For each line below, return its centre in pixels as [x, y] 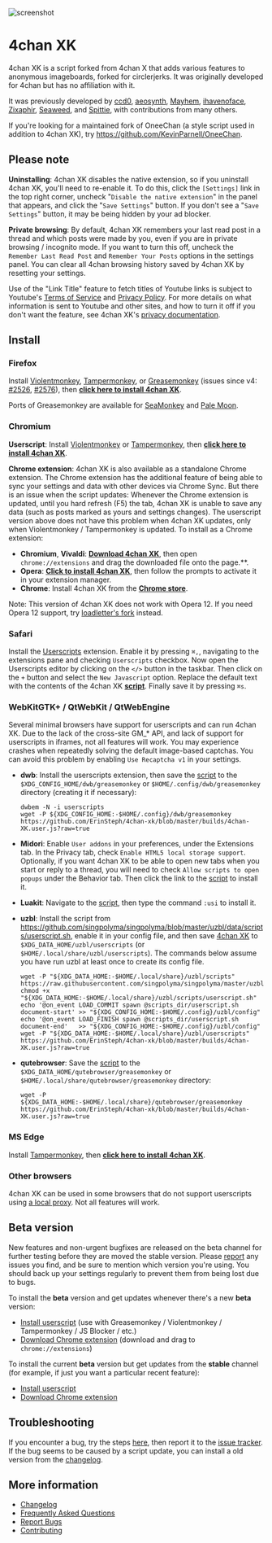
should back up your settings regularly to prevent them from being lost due [134, 1273]
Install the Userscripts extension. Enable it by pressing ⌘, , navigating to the [134, 652]
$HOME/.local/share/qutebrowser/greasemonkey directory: [115, 1080]
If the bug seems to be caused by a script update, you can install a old [126, 1451]
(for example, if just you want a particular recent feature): [104, 1372]
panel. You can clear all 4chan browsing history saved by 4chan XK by [127, 264]
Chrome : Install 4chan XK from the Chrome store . [104, 588]
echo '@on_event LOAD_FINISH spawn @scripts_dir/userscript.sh [130, 1020]
